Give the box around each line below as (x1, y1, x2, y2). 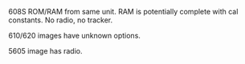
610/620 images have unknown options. (8, 31, 141, 40)
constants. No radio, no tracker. (8, 15, 113, 25)
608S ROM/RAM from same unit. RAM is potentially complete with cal (8, 7, 239, 16)
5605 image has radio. (8, 46, 83, 55)
